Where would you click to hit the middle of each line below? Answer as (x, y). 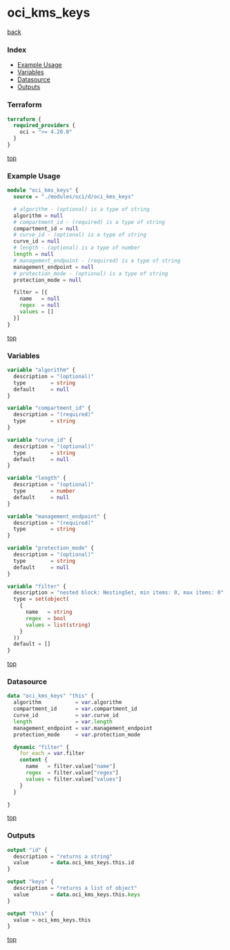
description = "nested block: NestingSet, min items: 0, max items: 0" (119, 593)
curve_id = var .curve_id (66, 716)
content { (34, 760)
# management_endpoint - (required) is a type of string (97, 261)
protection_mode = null (47, 280)
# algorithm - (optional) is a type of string (82, 209)
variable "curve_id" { (40, 440)
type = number (45, 491)
